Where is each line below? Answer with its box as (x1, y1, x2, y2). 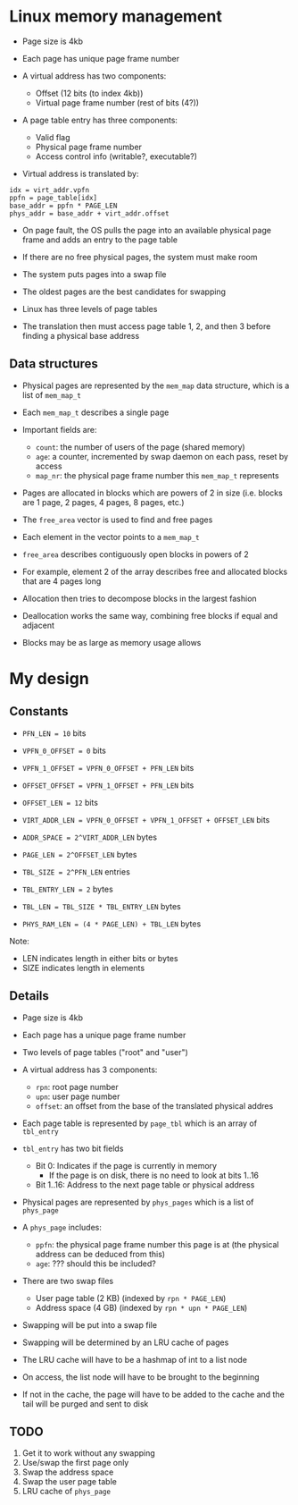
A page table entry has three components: (21, 114, 178, 125)
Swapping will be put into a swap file (21, 1319, 158, 1330)
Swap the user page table (21, 1476, 118, 1487)
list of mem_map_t (21, 389, 82, 400)
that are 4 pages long (21, 575, 102, 587)
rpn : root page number (35, 1081, 119, 1092)
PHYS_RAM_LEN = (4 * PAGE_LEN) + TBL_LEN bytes (21, 918, 202, 929)
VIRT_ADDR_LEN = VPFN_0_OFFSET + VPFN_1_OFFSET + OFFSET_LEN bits (21, 814, 270, 824)
